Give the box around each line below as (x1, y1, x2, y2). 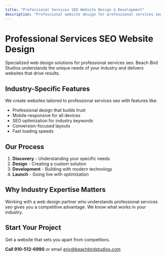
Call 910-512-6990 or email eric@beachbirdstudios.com (5, 246, 121, 252)
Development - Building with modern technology (12, 166, 113, 172)
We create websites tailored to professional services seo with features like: (5, 98, 158, 104)
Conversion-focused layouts (12, 123, 71, 129)
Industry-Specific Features (5, 84, 90, 93)
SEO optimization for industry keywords (12, 118, 93, 124)
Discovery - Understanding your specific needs (12, 156, 110, 162)
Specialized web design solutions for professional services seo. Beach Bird (5, 60, 158, 66)
